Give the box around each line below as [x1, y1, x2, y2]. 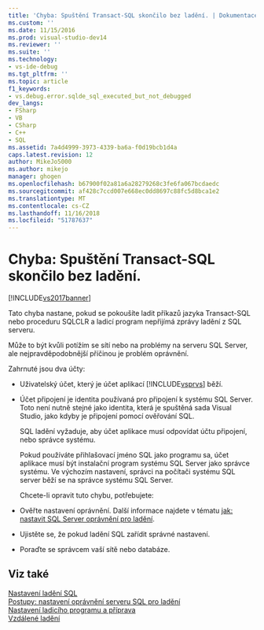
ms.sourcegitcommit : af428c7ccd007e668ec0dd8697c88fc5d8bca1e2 [8, 187, 220, 195]
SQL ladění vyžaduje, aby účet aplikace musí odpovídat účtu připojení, [19, 427, 247, 436]
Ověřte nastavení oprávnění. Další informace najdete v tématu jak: [19, 506, 233, 516]
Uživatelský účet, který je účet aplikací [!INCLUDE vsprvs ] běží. [19, 380, 223, 389]
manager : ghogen [8, 172, 61, 181]
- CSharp [8, 121, 37, 129]
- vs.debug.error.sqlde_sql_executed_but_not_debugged [8, 92, 192, 100]
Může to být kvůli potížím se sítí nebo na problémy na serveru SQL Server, [8, 340, 248, 350]
